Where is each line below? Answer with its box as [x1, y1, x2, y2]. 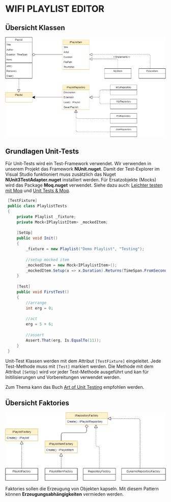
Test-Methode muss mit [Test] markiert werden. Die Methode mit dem [5, 363, 154, 369]
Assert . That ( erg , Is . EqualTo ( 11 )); [25, 337, 101, 343]
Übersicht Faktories [5, 399, 70, 407]
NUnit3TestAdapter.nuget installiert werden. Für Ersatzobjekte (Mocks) [5, 177, 157, 183]
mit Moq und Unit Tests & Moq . [5, 188, 70, 194]
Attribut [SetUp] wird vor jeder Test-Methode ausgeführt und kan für [5, 368, 149, 375]
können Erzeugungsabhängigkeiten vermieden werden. [5, 491, 124, 497]
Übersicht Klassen [5, 23, 65, 32]
